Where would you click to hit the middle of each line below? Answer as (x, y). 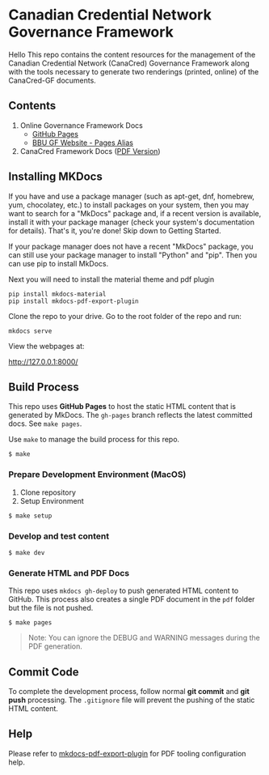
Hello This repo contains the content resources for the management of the (132, 54)
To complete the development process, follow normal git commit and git (129, 692)
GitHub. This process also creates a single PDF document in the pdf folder (132, 599)
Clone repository (48, 492)
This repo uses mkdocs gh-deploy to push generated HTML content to (124, 591)
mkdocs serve (30, 331)
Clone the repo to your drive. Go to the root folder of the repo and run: (125, 316)
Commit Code (44, 672)
